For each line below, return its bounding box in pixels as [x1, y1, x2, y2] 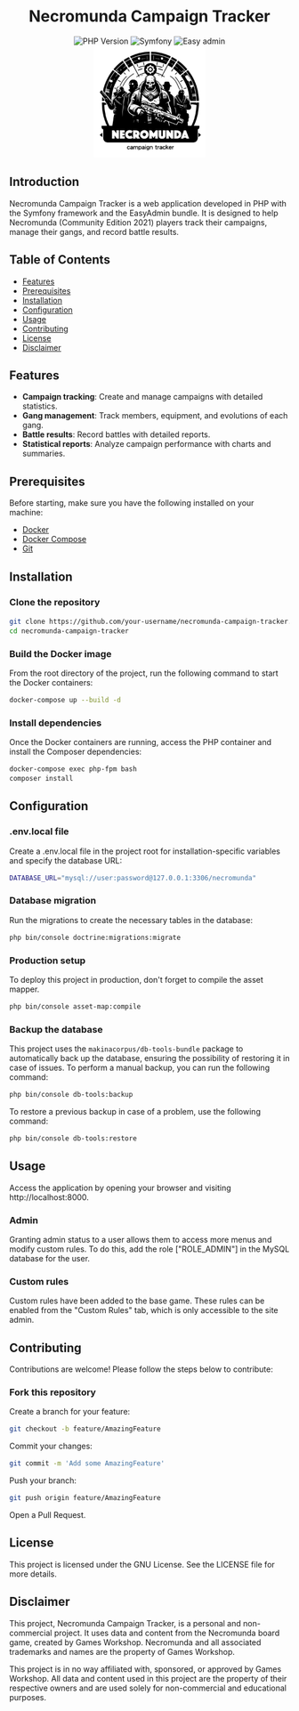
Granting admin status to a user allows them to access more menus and [9, 1234, 272, 1245]
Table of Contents [9, 252, 111, 268]
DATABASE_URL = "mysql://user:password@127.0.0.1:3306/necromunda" [9, 873, 256, 882]
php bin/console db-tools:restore [9, 1133, 138, 1143]
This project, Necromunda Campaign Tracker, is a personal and [9, 1618, 242, 1628]
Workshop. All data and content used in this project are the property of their [9, 1673, 287, 1683]
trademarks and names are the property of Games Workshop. [9, 1646, 236, 1657]
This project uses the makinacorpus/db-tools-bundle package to [9, 1043, 244, 1054]
